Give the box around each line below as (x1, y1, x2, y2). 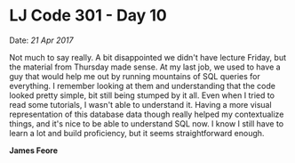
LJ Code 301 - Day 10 (9, 5, 167, 26)
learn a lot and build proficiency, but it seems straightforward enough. (9, 127, 265, 138)
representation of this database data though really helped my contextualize (9, 109, 284, 119)
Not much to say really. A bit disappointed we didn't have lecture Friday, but (9, 52, 287, 62)
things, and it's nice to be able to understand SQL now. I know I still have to (9, 118, 284, 129)
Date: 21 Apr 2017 (9, 35, 74, 45)
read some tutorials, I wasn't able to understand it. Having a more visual (9, 99, 273, 110)
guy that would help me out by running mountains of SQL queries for (9, 70, 260, 81)
